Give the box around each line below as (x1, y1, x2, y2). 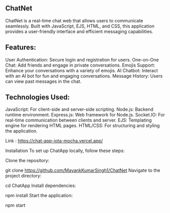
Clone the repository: (5, 158, 50, 164)
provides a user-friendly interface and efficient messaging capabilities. (5, 28, 153, 35)
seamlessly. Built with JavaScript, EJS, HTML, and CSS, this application (5, 23, 155, 29)
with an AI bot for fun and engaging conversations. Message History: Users (5, 73, 163, 79)
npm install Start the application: (5, 193, 73, 199)
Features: (5, 43, 37, 52)
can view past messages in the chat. (5, 78, 82, 84)
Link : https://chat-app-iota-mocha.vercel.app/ (5, 138, 103, 144)
